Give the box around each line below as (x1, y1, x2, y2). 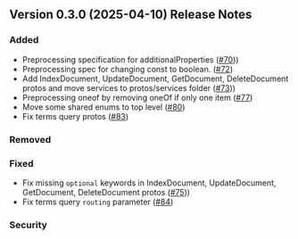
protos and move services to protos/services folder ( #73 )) (21, 82, 236, 93)
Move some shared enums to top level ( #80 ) (21, 102, 186, 112)
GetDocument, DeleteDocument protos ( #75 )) (21, 186, 190, 197)
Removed (9, 133, 52, 145)
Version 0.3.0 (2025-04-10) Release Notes (9, 7, 252, 22)
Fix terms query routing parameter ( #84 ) (21, 196, 174, 207)
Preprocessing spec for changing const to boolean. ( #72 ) (21, 63, 234, 74)
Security (9, 218, 47, 231)
